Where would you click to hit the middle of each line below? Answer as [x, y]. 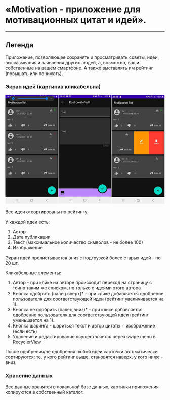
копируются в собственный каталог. [45, 392]
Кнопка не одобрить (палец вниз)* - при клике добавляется [77, 310]
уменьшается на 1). [33, 320]
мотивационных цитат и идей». [76, 20]
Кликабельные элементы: [33, 273]
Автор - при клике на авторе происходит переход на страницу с [82, 283]
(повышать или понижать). [34, 73]
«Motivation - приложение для [73, 9]
